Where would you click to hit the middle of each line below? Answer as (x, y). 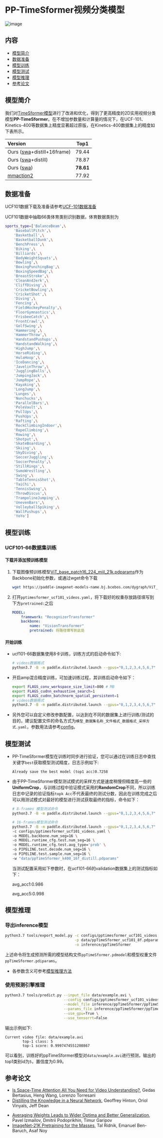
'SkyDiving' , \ (28, 453)
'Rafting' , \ (26, 421)
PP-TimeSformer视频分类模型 (65, 10)
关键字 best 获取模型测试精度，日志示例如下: (55, 762)
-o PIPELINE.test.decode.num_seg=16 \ (51, 850)
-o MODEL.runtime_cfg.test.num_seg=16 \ (53, 840)
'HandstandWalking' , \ (35, 344)
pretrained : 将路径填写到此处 (57, 631)
